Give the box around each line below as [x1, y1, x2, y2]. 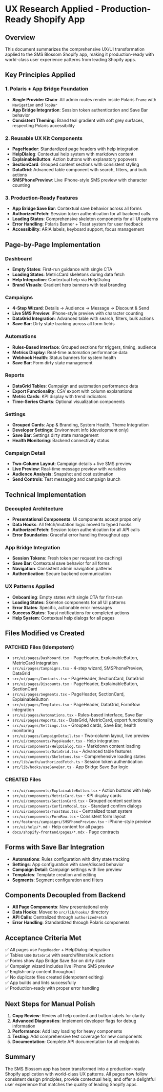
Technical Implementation [5, 490, 86, 499]
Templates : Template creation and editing [12, 871, 97, 877]
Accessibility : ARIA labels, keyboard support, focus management [12, 226, 144, 232]
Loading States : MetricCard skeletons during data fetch [12, 271, 125, 277]
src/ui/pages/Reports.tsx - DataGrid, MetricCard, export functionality [12, 717, 154, 723]
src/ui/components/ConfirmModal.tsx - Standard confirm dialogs [12, 803, 142, 809]
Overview [5, 33, 36, 42]
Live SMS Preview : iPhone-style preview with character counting [12, 311, 143, 316]
